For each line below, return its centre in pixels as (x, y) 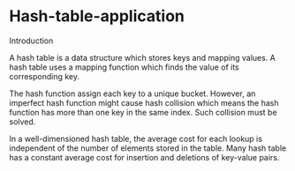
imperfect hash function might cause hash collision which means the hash (144, 102)
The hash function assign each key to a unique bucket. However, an (132, 93)
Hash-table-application (97, 16)
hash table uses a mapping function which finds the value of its (125, 67)
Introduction (31, 41)
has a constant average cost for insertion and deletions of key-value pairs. (144, 157)
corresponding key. (45, 76)
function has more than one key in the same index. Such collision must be (143, 112)
